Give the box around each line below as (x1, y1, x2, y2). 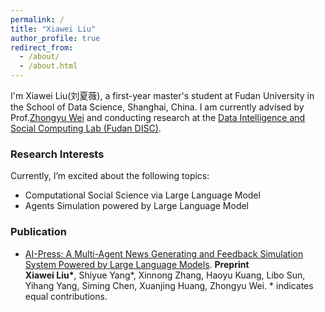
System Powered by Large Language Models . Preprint (24, 258, 250, 270)
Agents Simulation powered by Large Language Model (24, 200, 250, 212)
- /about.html (19, 61, 78, 71)
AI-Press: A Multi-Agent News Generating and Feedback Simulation (24, 247, 304, 260)
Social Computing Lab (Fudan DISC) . (10, 122, 162, 134)
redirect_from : (10, 42, 74, 53)
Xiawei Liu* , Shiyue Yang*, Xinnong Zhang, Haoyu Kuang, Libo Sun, (24, 269, 306, 281)
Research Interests (10, 147, 105, 161)
